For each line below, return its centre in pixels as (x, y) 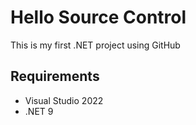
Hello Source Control (98, 17)
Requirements (55, 76)
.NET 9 (39, 111)
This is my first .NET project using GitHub (95, 45)
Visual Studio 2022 (64, 100)
